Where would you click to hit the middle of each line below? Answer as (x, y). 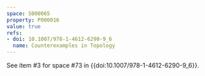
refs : (14, 33)
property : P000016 (33, 20)
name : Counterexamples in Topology (64, 46)
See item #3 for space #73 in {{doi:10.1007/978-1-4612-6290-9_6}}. (103, 65)
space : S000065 (28, 13)
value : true (24, 26)
